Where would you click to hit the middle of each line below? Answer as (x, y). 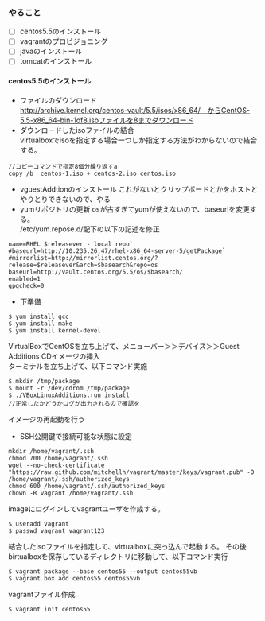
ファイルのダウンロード (58, 100)
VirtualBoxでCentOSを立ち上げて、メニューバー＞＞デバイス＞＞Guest (124, 346)
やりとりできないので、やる (65, 199)
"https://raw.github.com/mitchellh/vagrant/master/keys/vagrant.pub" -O (131, 472)
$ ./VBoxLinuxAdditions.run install (69, 395)
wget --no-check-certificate (57, 465)
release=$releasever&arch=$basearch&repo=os (83, 265)
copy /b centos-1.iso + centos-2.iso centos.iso (92, 173)
